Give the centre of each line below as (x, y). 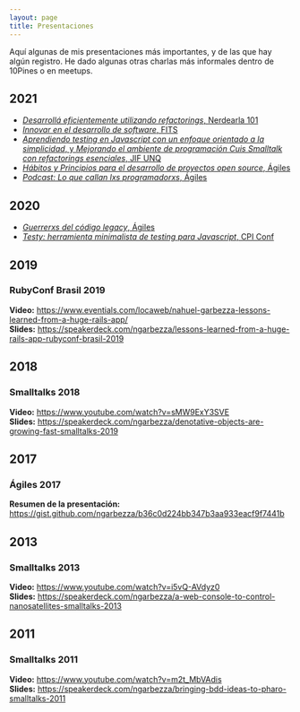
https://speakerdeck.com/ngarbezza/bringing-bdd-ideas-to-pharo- (162, 689)
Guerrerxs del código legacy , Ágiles (88, 227)
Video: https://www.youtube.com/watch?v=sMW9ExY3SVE (120, 412)
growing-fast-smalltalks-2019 (64, 430)
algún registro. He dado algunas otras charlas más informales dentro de (142, 61)
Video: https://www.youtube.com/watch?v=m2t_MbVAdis (116, 679)
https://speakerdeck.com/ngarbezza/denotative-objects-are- (150, 421)
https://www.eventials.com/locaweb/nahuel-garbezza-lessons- (154, 309)
